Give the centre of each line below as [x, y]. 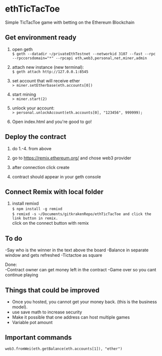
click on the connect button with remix [50, 223]
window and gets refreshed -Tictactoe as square [54, 255]
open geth [22, 49]
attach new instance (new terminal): [48, 67]
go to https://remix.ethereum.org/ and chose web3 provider [72, 158]
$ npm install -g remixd [37, 209]
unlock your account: [33, 108]
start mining [24, 94]
